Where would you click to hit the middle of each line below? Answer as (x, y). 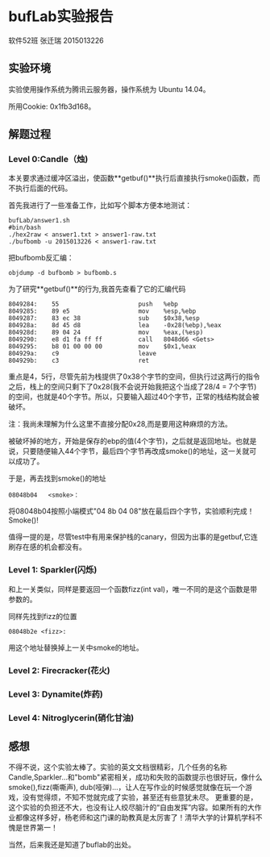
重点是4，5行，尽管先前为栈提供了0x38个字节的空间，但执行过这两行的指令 (134, 376)
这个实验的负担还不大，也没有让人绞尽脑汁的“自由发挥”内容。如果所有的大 (132, 808)
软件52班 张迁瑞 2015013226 (56, 40)
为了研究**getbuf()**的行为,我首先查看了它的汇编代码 (97, 289)
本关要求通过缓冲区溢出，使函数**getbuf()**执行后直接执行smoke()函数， (131, 178)
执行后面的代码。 (44, 188)
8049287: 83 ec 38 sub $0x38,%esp (104, 318)
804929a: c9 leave (83, 354)
